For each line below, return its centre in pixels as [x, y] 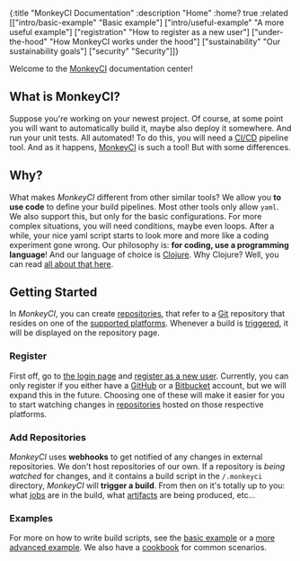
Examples [31, 518]
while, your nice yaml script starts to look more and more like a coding [139, 235]
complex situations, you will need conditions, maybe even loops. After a [142, 226]
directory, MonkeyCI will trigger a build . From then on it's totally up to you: [147, 485]
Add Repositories [48, 437]
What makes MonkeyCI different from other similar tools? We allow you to [145, 197]
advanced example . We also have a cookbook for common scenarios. [138, 548]
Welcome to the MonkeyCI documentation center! [101, 68]
